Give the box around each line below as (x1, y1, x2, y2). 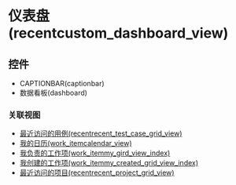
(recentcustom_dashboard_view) (8, 24, 229, 42)
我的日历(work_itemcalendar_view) (19, 139, 132, 148)
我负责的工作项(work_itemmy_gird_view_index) (19, 148, 171, 158)
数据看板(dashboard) (19, 88, 88, 97)
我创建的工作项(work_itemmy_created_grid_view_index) (19, 158, 199, 168)
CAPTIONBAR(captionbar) (19, 79, 105, 88)
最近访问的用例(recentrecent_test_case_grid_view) (19, 129, 183, 138)
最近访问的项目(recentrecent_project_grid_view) (19, 168, 175, 177)
